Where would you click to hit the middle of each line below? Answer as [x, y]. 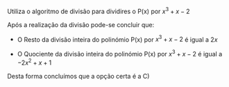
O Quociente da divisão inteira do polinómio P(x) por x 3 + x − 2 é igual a [120, 53]
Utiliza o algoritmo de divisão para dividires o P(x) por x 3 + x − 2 [99, 11]
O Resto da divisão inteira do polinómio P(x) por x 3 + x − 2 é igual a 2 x [117, 39]
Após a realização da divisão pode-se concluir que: [81, 24]
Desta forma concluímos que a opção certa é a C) [78, 76]
